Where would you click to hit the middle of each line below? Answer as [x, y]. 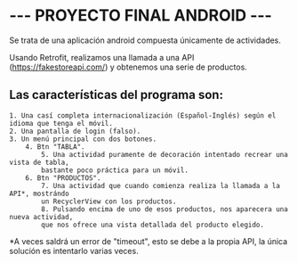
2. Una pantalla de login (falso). [75, 131]
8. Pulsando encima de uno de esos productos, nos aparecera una [165, 209]
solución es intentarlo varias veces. [74, 251]
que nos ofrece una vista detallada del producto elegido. [153, 225]
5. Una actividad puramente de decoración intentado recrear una [165, 154]
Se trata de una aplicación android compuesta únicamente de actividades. [145, 40]
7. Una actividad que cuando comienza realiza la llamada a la [161, 185]
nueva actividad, [41, 217]
